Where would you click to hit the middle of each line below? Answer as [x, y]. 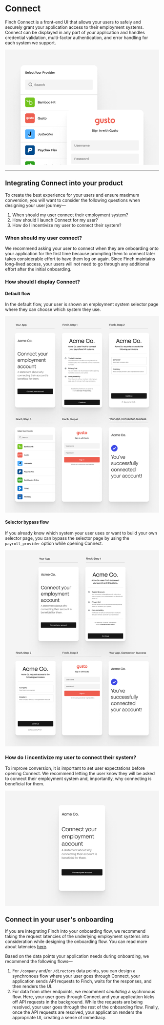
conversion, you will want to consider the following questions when [73, 200]
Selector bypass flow [27, 522]
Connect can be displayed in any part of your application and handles [75, 32]
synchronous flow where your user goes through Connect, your [76, 976]
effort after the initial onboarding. [38, 269]
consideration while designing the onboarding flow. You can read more [76, 942]
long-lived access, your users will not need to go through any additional [77, 264]
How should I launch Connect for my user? [55, 220]
